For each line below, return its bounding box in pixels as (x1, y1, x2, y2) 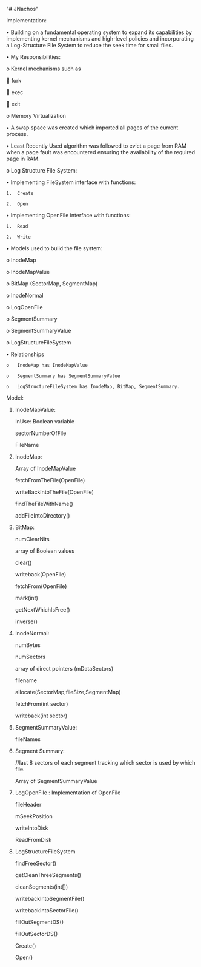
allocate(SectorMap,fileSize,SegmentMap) (15, 689, 121, 695)
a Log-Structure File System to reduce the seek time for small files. (6, 42, 174, 49)
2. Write (6, 234, 31, 240)
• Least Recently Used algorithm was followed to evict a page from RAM (6, 142, 186, 149)
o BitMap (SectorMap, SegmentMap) (6, 280, 98, 287)
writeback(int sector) (15, 712, 68, 719)
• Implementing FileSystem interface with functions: (6, 179, 136, 186)
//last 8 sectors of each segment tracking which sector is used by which (15, 759, 196, 766)
